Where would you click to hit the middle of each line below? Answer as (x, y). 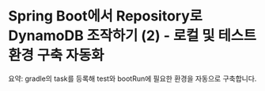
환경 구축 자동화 (56, 55)
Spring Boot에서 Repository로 (106, 16)
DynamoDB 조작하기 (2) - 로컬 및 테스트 (132, 36)
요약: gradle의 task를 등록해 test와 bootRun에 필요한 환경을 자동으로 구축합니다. (132, 78)
